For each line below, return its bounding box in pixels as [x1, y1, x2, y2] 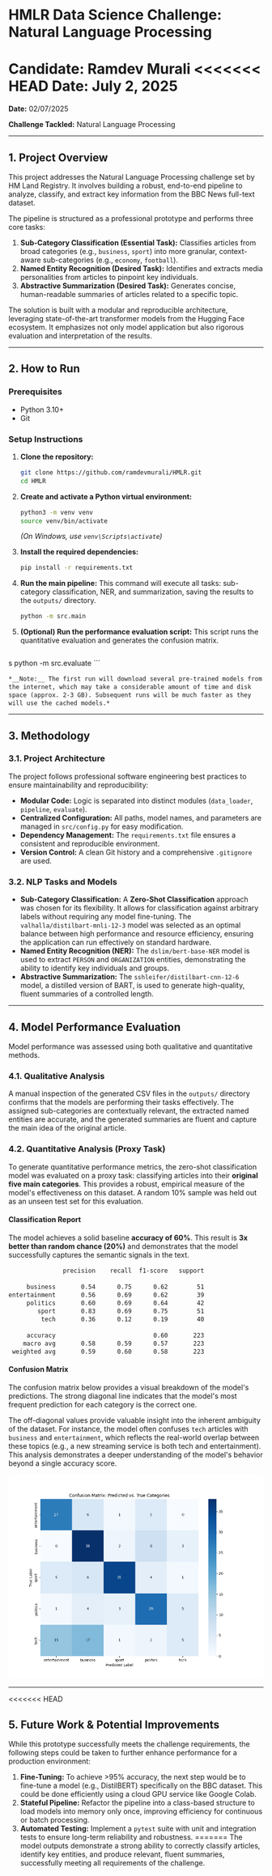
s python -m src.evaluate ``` [8, 658, 101, 668]
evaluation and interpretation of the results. [8, 330, 152, 341]
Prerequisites [8, 386, 62, 397]
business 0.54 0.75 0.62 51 [26, 1283, 205, 1291]
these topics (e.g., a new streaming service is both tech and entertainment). [8, 1441, 261, 1450]
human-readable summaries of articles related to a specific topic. [19, 289, 239, 299]
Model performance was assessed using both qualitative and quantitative [8, 1042, 253, 1051]
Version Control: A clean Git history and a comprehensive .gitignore [19, 847, 253, 857]
